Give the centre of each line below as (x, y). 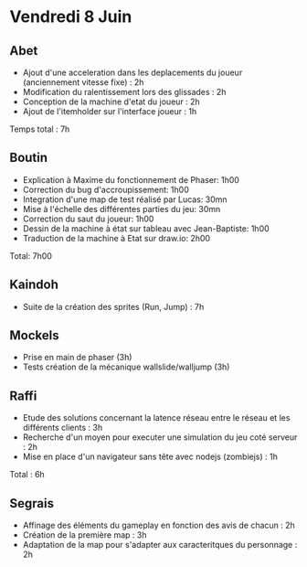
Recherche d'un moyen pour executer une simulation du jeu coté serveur (160, 437)
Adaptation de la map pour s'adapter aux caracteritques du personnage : (160, 545)
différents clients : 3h (63, 428)
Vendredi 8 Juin (71, 17)
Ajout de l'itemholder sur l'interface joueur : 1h (110, 111)
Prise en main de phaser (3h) (77, 358)
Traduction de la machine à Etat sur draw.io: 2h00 (116, 238)
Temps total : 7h (40, 129)
